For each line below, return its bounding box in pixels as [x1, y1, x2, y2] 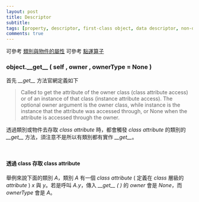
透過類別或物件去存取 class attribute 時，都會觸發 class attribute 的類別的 [6, 126, 187, 133]
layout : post [6, 8, 38, 15]
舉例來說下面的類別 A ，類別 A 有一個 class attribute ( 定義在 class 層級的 [6, 174, 184, 181]
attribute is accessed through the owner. [20, 114, 120, 121]
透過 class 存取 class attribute [6, 160, 81, 167]
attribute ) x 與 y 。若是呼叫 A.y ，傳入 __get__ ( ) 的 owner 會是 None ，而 [6, 181, 182, 188]
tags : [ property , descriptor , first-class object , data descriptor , [6, 25, 179, 31]
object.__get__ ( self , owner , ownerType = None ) [6, 63, 152, 71]
